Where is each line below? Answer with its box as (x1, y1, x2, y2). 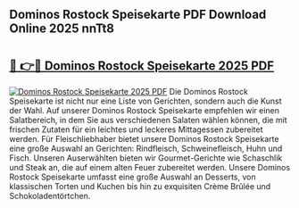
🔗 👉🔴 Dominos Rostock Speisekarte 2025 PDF (9, 58, 275, 73)
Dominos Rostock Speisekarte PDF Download (9, 7, 267, 22)
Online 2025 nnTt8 (9, 21, 114, 37)
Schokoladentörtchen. (9, 191, 91, 201)
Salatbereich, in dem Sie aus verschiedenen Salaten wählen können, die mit (9, 115, 287, 125)
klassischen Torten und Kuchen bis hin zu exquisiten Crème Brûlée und (9, 181, 271, 191)
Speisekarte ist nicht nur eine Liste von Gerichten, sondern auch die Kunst (9, 96, 282, 106)
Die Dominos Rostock (169, 87, 248, 96)
